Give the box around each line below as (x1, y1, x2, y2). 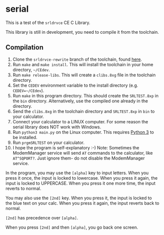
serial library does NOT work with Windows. (12, 124, 102, 130)
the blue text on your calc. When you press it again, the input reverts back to (5, 200, 160, 206)
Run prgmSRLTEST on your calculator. (12, 140, 85, 145)
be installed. (12, 134, 38, 140)
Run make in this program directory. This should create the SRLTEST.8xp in (12, 93, 159, 98)
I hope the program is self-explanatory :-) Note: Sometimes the (12, 144, 140, 150)
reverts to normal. (5, 185, 41, 191)
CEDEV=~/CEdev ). (12, 87, 44, 94)
